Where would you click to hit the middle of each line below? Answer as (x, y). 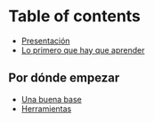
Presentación (45, 41)
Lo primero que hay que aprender (83, 50)
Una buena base (51, 99)
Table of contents (75, 16)
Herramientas (46, 109)
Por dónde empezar (64, 78)
